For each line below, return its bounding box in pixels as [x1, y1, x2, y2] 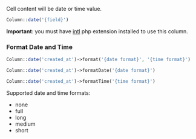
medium [15, 120, 36, 128]
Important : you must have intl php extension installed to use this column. [6, 27, 189, 35]
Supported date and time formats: [6, 89, 91, 96]
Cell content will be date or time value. [6, 5, 102, 12]
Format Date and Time [6, 42, 73, 51]
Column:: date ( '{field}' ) [6, 17, 69, 23]
